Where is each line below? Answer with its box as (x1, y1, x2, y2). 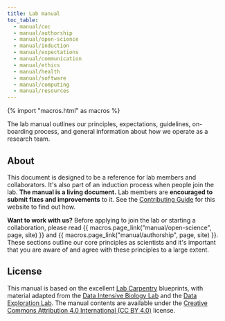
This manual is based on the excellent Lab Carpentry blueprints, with (7, 284, 204, 292)
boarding (7, 128, 33, 136)
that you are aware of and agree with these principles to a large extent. (7, 245, 210, 254)
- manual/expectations (13, 49, 79, 56)
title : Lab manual (7, 10, 60, 17)
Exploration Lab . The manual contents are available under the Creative (7, 299, 208, 307)
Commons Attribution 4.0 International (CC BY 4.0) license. (7, 306, 176, 314)
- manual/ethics (13, 62, 60, 69)
